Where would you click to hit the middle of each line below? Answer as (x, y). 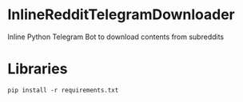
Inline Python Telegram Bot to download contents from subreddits (116, 37)
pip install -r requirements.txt (63, 90)
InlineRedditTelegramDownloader (121, 15)
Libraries (38, 69)
